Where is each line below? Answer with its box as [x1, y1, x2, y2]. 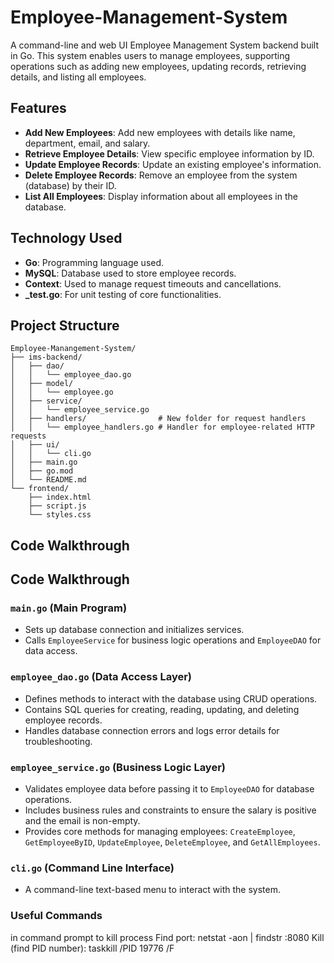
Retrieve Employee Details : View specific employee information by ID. [24, 147, 315, 160]
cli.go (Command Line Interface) [10, 861, 175, 875]
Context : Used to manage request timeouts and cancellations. [24, 277, 282, 290]
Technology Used [10, 230, 123, 247]
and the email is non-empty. [24, 815, 141, 827]
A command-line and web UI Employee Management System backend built [10, 39, 320, 51]
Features [10, 100, 67, 117]
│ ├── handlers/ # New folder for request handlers [10, 414, 307, 424]
